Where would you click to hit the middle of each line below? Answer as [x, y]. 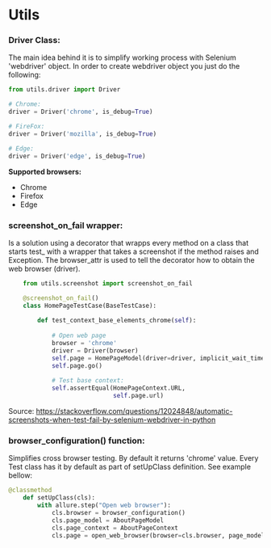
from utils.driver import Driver [65, 90]
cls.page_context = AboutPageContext [115, 528]
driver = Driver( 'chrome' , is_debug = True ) [81, 112]
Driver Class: [34, 40]
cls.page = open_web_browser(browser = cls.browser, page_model [158, 535]
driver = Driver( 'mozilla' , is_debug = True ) [83, 134]
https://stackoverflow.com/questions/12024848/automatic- [134, 411]
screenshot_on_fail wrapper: [66, 226]
